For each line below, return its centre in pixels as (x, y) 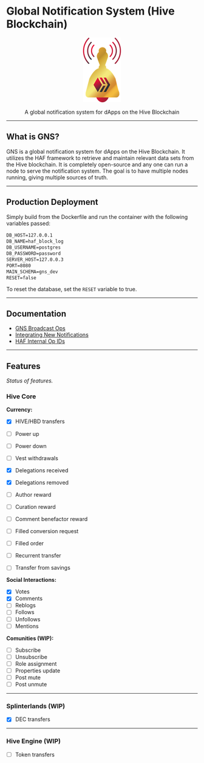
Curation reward (35, 506)
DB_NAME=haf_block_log (35, 241)
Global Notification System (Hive (90, 11)
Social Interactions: (31, 580)
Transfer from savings (43, 568)
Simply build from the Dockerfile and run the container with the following (97, 216)
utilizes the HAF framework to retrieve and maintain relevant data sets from (100, 158)
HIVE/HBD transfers (40, 421)
